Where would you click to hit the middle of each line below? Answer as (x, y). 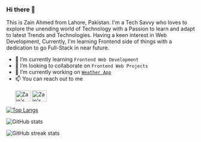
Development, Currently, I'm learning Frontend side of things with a (89, 42)
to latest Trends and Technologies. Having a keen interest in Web (86, 35)
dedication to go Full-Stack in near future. (58, 48)
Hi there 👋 (21, 10)
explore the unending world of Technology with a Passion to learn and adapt (100, 29)
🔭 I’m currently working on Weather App (63, 72)
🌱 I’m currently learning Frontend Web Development (77, 60)
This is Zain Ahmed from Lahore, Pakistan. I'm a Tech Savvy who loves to (97, 23)
